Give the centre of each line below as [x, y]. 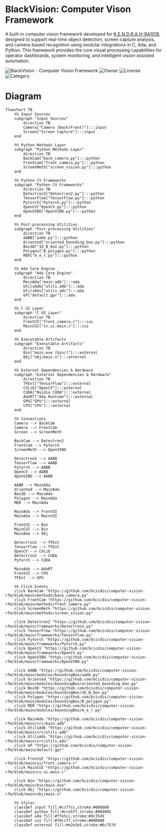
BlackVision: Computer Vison [68, 9]
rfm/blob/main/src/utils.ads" [37, 741]
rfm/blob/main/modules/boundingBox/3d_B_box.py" [57, 692]
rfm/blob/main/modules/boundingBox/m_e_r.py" [54, 710]
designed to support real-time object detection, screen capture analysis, [80, 39]
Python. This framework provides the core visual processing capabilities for [83, 50]
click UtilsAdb [30, 728]
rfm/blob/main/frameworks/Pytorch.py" [46, 644]
